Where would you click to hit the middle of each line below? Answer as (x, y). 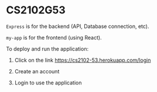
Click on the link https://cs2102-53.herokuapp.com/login (83, 60)
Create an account (37, 71)
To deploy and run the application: (47, 49)
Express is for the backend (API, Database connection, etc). (78, 26)
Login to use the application (48, 83)
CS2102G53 (36, 10)
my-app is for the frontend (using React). (54, 37)
